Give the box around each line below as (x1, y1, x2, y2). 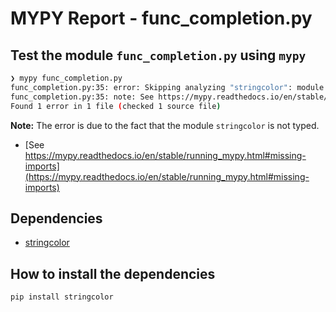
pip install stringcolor (10, 292, 114, 302)
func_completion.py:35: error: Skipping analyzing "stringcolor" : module (10, 82, 325, 92)
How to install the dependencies (10, 265, 216, 282)
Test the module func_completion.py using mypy (10, 47, 307, 64)
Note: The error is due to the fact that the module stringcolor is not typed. (10, 119, 320, 131)
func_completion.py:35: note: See (10, 92, 155, 102)
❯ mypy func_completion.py (10, 73, 123, 83)
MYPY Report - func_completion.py (10, 7, 313, 30)
